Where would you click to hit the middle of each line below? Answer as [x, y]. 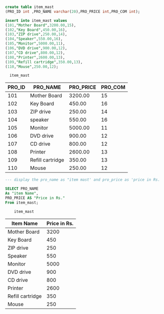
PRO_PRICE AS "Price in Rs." [35, 198]
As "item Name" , [22, 194]
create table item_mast [30, 7]
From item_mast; [22, 203]
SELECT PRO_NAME [22, 189]
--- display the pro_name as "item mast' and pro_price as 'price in [78, 180]
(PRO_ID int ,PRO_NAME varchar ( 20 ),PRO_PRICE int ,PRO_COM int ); [73, 11]
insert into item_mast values [36, 20]
